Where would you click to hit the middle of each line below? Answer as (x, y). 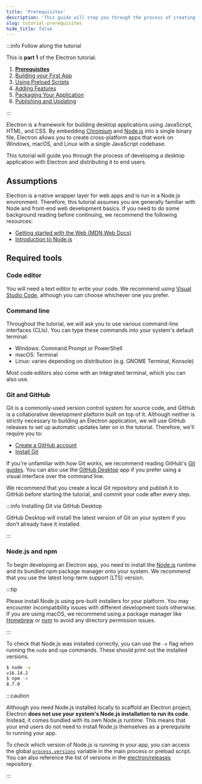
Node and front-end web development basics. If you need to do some (93, 208)
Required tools (34, 258)
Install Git (27, 452)
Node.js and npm (32, 552)
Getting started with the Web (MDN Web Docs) (73, 233)
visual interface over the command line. (55, 476)
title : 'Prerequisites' (36, 12)
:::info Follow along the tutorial (44, 46)
